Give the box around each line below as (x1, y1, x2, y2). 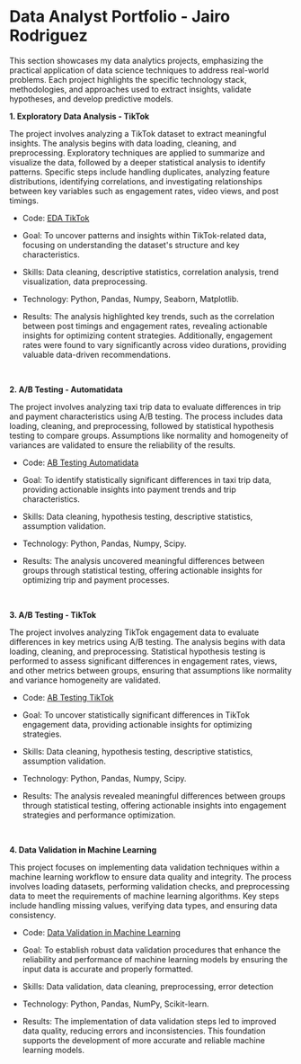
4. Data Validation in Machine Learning (9, 844, 157, 855)
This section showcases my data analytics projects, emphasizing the (9, 55, 263, 66)
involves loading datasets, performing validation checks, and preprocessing (9, 881, 290, 891)
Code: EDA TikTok (22, 212, 90, 223)
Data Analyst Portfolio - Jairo (9, 6, 231, 27)
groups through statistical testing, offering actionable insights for (22, 565, 263, 576)
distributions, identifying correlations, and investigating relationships (9, 175, 263, 186)
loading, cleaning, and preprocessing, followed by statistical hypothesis (9, 420, 274, 431)
